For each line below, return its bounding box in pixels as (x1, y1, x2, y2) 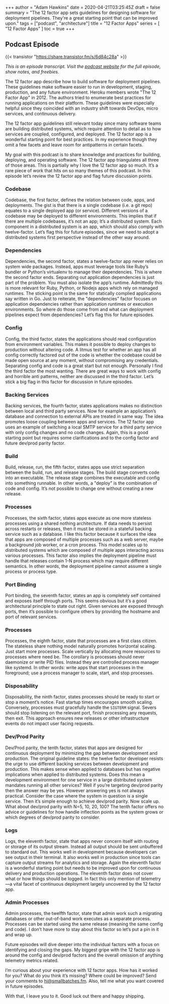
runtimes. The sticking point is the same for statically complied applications (5, 291, 162, 297)
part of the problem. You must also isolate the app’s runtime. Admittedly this (5, 279, 162, 286)
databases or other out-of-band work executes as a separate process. (5, 916, 151, 922)
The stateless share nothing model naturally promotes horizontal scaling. (5, 643, 156, 649)
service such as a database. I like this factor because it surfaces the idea (5, 531, 156, 537)
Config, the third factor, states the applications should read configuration (5, 336, 156, 342)
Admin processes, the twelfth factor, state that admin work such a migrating (5, 910, 162, 916)
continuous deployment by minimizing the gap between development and (5, 750, 157, 756)
